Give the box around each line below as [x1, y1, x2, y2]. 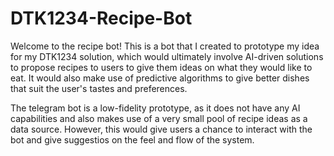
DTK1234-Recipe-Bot [10, 7, 193, 30]
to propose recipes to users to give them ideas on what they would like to [10, 61, 313, 73]
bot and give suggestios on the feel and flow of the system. [10, 133, 255, 146]
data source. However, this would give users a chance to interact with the [10, 123, 313, 135]
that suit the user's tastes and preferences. [10, 82, 188, 94]
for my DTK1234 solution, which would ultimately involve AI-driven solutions [10, 50, 324, 62]
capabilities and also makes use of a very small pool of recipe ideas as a [10, 112, 308, 124]
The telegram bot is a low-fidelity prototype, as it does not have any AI [10, 102, 301, 114]
